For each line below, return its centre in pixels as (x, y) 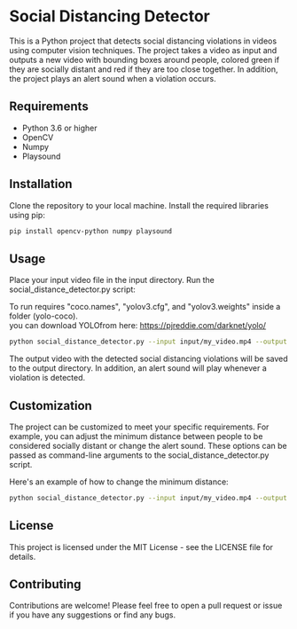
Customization (51, 405)
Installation (41, 184)
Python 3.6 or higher (59, 128)
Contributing (45, 584)
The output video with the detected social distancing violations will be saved (148, 359)
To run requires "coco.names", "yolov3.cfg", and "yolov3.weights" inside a (145, 307)
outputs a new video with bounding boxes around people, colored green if (145, 59)
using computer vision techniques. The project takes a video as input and (143, 50)
